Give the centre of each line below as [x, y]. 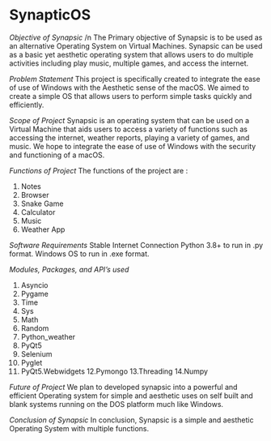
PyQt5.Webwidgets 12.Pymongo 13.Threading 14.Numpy [114, 371]
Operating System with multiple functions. [79, 428]
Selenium [36, 353]
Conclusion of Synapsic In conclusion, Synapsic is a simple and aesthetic [131, 420]
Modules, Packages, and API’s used [69, 269]
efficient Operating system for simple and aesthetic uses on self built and [131, 396]
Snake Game [42, 203]
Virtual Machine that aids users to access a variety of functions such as [128, 129]
